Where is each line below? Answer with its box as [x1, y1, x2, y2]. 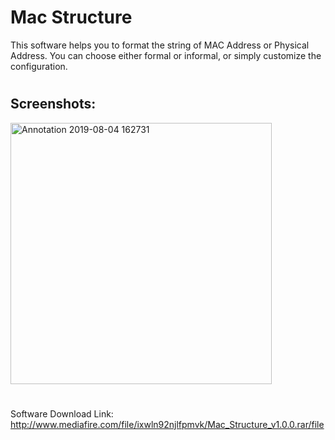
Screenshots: [10, 96, 97, 113]
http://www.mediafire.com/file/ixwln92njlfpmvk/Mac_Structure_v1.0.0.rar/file [10, 418, 325, 430]
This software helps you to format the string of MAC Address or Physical [10, 39, 310, 51]
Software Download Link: [10, 407, 114, 420]
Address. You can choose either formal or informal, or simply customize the [10, 49, 322, 61]
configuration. [10, 60, 68, 72]
